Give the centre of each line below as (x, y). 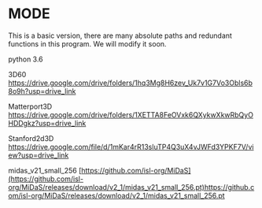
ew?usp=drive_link (39, 155)
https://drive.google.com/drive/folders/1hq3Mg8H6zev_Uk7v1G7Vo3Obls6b (131, 83)
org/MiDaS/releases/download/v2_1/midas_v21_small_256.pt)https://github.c (131, 187)
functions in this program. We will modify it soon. (87, 43)
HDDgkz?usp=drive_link (47, 123)
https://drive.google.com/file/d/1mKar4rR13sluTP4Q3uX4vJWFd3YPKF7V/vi (131, 147)
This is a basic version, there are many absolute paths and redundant (120, 35)
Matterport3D (30, 106)
